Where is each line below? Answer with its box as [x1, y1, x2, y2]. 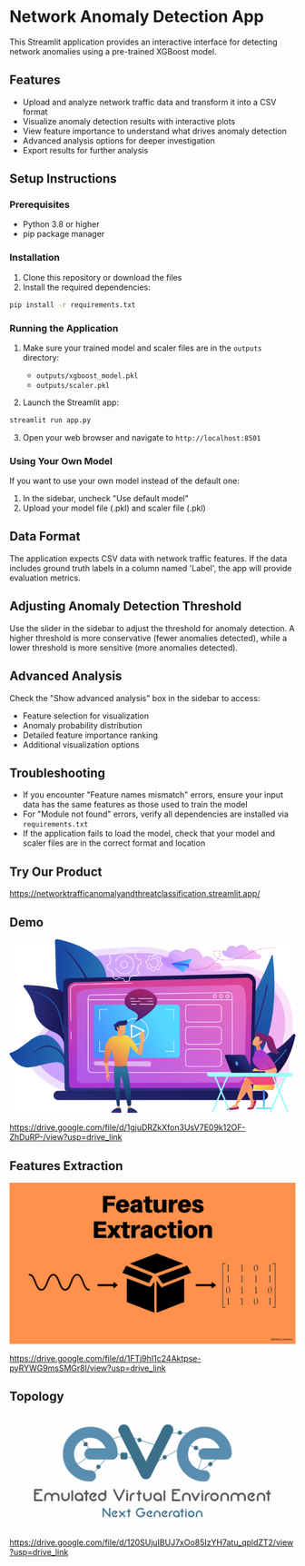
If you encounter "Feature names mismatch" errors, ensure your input [22, 789, 284, 800]
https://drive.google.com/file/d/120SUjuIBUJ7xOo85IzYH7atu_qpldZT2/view [9, 1537, 294, 1548]
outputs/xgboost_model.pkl [35, 371, 139, 381]
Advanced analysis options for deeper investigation [22, 134, 215, 146]
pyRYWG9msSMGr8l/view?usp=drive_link [9, 1363, 166, 1373]
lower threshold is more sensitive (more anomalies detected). [9, 642, 239, 653]
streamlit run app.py [9, 415, 92, 424]
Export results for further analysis [22, 144, 149, 155]
